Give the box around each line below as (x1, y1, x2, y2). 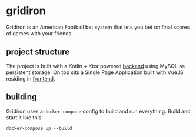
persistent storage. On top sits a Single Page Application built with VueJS (6, 69, 184, 76)
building (6, 92, 37, 102)
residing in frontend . (6, 75, 55, 82)
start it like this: (6, 113, 43, 121)
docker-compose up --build (6, 125, 72, 131)
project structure (6, 47, 70, 57)
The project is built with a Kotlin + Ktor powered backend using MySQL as (6, 62, 185, 69)
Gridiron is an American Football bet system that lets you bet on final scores (6, 24, 190, 31)
